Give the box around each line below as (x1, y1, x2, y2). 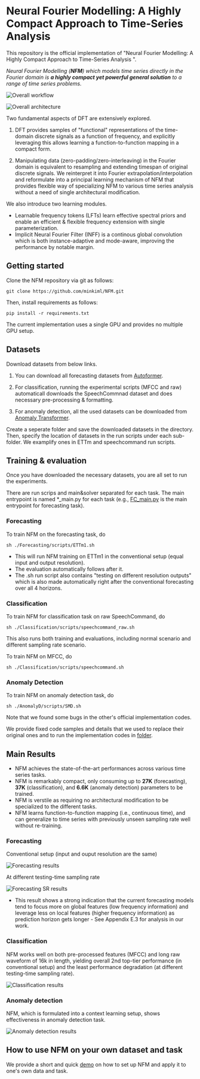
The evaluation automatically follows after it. (14, 565, 124, 572)
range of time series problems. (6, 79, 82, 87)
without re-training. (14, 822, 63, 829)
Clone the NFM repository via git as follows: (6, 277, 114, 284)
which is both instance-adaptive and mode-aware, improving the (14, 237, 174, 244)
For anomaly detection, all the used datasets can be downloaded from (14, 407, 187, 415)
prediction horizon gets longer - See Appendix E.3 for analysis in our (14, 916, 184, 923)
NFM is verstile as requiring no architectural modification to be (14, 796, 169, 804)
